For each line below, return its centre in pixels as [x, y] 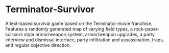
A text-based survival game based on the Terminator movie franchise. [79, 23]
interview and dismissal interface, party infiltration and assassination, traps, [85, 40]
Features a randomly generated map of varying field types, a [69, 29]
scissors [14, 34]
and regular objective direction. [38, 45]
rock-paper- [147, 29]
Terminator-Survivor [50, 9]
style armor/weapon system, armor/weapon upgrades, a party [89, 34]
